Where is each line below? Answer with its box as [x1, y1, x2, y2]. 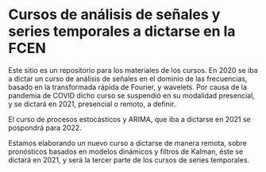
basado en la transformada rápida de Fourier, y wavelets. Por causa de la [8, 82, 248, 92]
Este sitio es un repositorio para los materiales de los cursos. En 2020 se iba [8, 65, 258, 75]
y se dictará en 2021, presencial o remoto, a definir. [8, 99, 176, 109]
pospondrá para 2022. [8, 123, 82, 132]
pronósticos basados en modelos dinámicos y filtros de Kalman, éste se [8, 147, 244, 156]
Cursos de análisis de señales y [8, 6, 221, 24]
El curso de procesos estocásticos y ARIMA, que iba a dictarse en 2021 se [8, 114, 252, 124]
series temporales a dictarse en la [8, 22, 236, 40]
